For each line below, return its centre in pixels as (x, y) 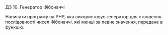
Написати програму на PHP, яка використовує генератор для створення (83, 17)
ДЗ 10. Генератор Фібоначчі (35, 7)
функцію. (15, 27)
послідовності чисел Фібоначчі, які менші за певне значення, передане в (84, 22)
